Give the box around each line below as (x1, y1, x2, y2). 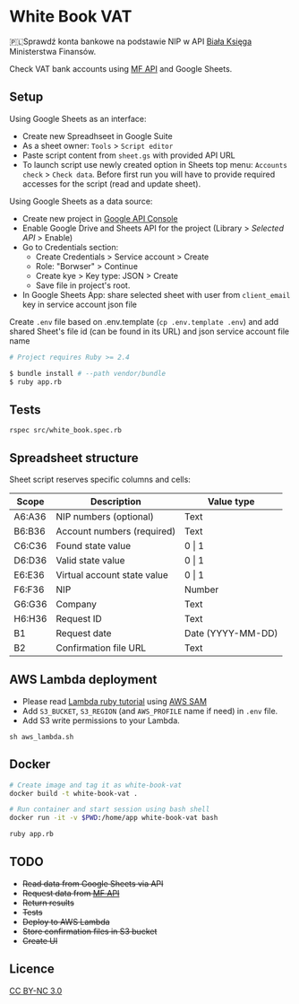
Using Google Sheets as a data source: (9, 196, 153, 206)
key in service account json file (21, 299, 137, 310)
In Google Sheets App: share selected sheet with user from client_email (21, 289, 291, 300)
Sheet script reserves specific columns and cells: (9, 474, 191, 485)
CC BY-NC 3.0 (9, 985, 63, 996)
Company (56, 598, 97, 610)
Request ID (56, 613, 103, 624)
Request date (56, 627, 112, 639)
